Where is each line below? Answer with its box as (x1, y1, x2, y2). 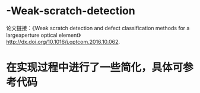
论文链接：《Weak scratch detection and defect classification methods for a (6, 24, 190, 31)
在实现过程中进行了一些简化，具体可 (6, 61, 183, 75)
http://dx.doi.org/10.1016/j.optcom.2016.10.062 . (6, 38, 120, 45)
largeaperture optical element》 (6, 31, 81, 39)
